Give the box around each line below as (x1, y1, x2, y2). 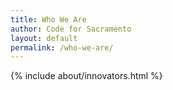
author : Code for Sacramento (10, 24, 132, 34)
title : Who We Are (10, 14, 87, 25)
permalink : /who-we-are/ (10, 42, 114, 53)
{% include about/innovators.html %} (10, 70, 163, 82)
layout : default (10, 33, 78, 43)
